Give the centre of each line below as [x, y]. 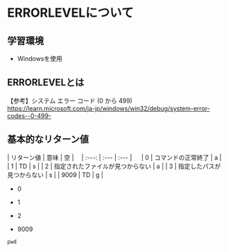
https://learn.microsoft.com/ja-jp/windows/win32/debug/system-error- [108, 108]
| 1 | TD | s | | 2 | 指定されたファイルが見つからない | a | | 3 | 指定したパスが [114, 166]
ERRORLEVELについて [70, 13]
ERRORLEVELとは [46, 83]
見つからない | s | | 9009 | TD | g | [55, 175]
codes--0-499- [29, 116]
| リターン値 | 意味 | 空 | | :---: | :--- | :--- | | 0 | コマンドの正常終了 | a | [114, 157]
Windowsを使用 [40, 59]
